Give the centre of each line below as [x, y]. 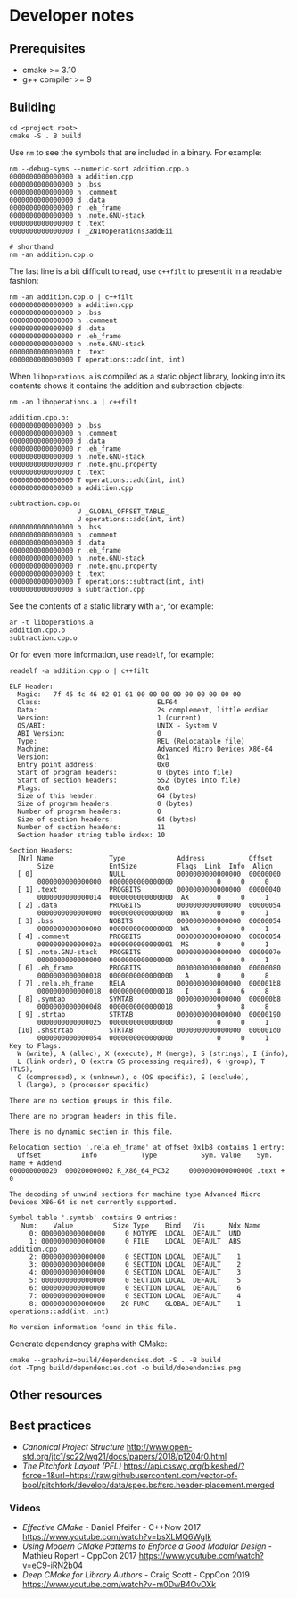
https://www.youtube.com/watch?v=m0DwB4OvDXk [119, 1585]
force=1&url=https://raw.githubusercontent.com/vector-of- [130, 1476]
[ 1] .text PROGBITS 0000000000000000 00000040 [149, 889]
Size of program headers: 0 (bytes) [105, 803]
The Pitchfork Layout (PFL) [72, 1466]
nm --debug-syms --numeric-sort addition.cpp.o [99, 169]
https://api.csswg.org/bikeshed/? [184, 1466]
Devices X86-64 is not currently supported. [93, 1202]
